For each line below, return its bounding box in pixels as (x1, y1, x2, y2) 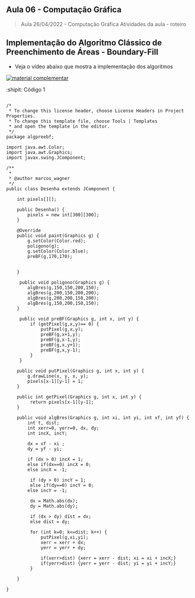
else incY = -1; (27, 487, 68, 493)
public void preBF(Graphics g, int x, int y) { (19, 316, 139, 322)
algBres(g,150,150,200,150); (27, 285, 100, 291)
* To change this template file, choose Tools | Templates (8, 118, 158, 124)
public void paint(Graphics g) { (17, 232, 100, 238)
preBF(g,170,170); (27, 253, 73, 259)
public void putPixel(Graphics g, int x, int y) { (17, 368, 145, 374)
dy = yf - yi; (27, 446, 62, 452)
